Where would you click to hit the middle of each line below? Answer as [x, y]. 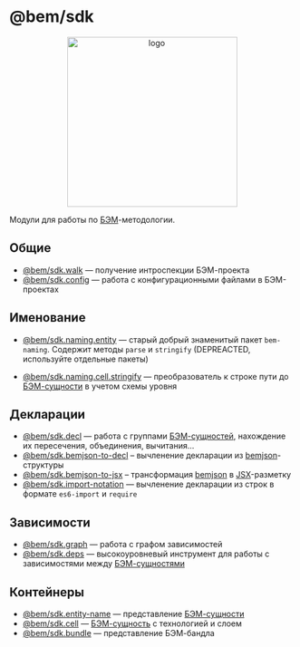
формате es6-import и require [80, 494]
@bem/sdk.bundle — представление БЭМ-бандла [118, 633]
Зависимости [50, 522]
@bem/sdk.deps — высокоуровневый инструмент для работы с [146, 554]
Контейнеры [47, 592]
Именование [48, 318]
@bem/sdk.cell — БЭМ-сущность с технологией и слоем [132, 623]
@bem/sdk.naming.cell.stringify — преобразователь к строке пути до [155, 376]
